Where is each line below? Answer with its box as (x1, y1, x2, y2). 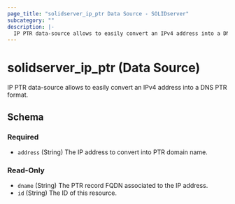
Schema (7, 111, 44, 123)
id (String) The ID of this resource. (17, 189, 117, 197)
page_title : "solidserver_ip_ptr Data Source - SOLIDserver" (7, 10, 190, 18)
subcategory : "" (7, 17, 55, 24)
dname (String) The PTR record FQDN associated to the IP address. (17, 182, 208, 190)
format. (7, 90, 29, 99)
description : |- (7, 23, 55, 30)
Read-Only (7, 165, 45, 175)
